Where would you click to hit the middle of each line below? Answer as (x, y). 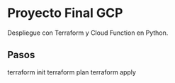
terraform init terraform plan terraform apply (72, 72)
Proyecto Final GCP (65, 13)
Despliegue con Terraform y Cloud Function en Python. (88, 33)
